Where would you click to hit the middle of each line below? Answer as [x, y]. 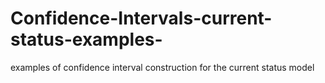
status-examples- [86, 39]
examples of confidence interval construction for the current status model [162, 67]
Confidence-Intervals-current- [141, 18]
